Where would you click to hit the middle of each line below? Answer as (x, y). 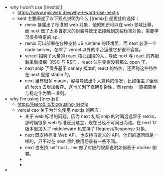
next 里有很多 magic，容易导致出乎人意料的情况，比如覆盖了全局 (91, 81)
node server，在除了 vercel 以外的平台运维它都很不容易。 (84, 50)
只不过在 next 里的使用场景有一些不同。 (79, 141)
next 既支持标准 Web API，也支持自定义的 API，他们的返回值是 (89, 135)
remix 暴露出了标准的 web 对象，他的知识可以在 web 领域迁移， (90, 25)
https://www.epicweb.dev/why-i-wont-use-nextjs (68, 12)
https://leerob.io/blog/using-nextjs (53, 104)
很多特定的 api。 (46, 37)
